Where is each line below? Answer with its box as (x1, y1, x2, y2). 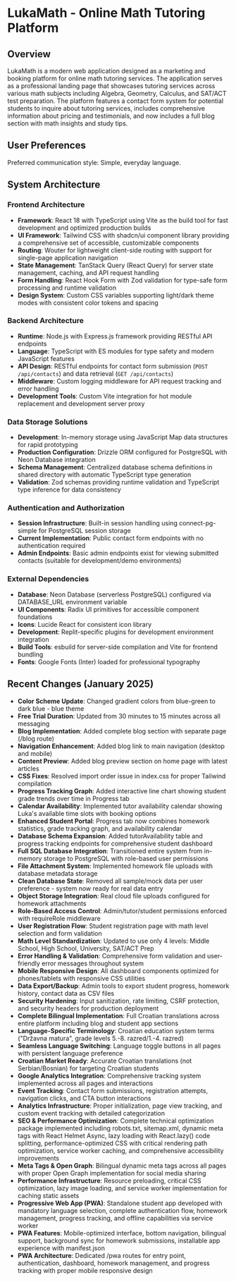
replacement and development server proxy (17, 399, 145, 408)
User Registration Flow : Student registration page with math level (17, 922, 209, 930)
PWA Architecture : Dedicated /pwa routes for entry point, (17, 1251, 187, 1259)
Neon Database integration (17, 456, 97, 464)
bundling (17, 650, 44, 659)
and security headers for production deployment (17, 1003, 159, 1013)
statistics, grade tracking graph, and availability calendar (17, 824, 182, 833)
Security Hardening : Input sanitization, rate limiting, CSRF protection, (17, 996, 220, 1005)
